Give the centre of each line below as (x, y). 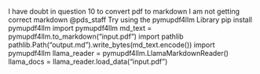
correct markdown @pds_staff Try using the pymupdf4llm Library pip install (130, 20)
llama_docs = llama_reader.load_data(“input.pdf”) (88, 61)
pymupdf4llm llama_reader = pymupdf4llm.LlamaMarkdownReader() (119, 53)
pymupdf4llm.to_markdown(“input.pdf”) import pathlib (96, 36)
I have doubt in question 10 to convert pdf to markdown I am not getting (124, 11)
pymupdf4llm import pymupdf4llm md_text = (80, 28)
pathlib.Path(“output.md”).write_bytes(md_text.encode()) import (112, 45)
